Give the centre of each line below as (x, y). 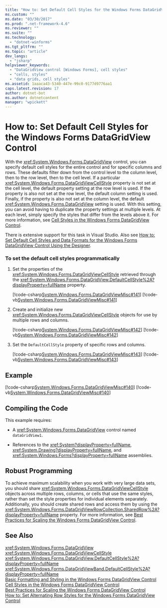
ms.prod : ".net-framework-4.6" (38, 24)
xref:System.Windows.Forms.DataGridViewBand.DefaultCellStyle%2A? (78, 569)
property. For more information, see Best (101, 514)
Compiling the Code (37, 408)
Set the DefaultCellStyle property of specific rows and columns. (79, 345)
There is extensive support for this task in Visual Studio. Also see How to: (80, 235)
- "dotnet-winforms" (31, 42)
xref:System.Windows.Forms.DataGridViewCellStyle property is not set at (80, 183)
